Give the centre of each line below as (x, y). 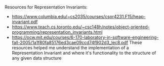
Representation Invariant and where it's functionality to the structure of (84, 53)
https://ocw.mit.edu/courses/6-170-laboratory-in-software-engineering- (85, 37)
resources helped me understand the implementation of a (70, 48)
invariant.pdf (25, 22)
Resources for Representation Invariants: (46, 7)
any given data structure (37, 58)
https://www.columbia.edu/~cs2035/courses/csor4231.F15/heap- (79, 16)
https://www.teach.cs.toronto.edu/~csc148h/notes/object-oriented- (81, 27)
